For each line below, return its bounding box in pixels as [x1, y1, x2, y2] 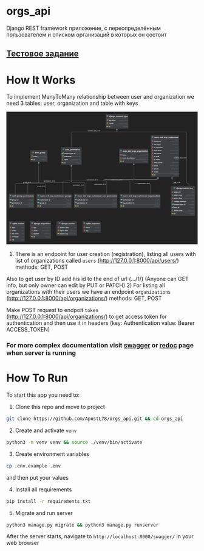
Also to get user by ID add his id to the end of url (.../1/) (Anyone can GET [6, 275, 189, 283]
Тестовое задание [6, 49, 79, 59]
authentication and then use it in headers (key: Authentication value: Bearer [6, 319, 195, 327]
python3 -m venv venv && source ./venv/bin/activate [6, 439, 143, 446]
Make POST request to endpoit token [6, 307, 99, 314]
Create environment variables [15, 450, 90, 458]
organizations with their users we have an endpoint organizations [6, 288, 171, 296]
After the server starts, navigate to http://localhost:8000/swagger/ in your [6, 533, 194, 540]
